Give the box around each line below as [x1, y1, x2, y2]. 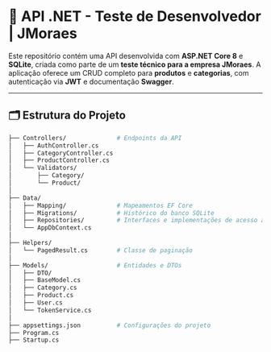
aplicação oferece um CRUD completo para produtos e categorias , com [8, 68, 249, 77]
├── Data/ [8, 193, 42, 202]
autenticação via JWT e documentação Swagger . [8, 77, 175, 86]
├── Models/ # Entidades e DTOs [8, 261, 182, 269]
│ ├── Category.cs [8, 284, 78, 292]
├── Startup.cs [8, 336, 60, 345]
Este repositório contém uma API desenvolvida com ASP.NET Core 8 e [8, 51, 244, 60]
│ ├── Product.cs [8, 292, 74, 300]
